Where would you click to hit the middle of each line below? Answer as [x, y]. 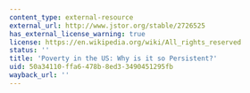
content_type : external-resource [71, 17]
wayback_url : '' [39, 75]
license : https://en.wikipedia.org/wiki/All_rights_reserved [125, 42]
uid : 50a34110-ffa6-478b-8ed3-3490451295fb [92, 67]
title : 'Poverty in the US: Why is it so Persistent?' [113, 58]
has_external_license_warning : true [77, 34]
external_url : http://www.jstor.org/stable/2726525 [107, 26]
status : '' [29, 50]
